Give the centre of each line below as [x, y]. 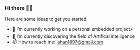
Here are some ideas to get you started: [46, 19]
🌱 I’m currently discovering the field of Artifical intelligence [73, 36]
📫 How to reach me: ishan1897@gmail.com [58, 42]
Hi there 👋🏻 [19, 8]
